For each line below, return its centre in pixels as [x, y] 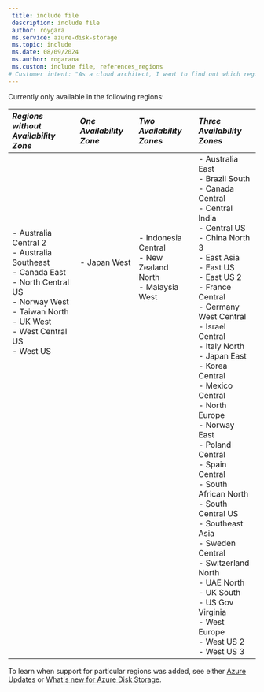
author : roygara [38, 30]
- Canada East [39, 272]
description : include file [56, 23]
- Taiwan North [40, 311]
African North [224, 493]
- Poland [215, 445]
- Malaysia [159, 287]
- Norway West [40, 302]
